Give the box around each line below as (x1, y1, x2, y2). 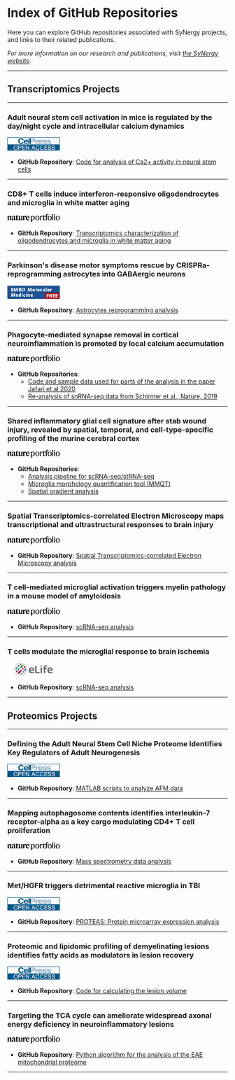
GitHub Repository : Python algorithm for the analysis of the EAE (17, 1051, 204, 1059)
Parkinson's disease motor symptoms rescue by (7, 260, 175, 270)
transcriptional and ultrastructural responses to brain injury (7, 520, 214, 530)
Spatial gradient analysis (27, 487, 99, 496)
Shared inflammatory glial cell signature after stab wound (7, 416, 207, 426)
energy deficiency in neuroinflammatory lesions (7, 1020, 175, 1030)
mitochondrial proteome (17, 1058, 87, 1067)
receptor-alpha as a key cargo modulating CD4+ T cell (7, 817, 195, 827)
